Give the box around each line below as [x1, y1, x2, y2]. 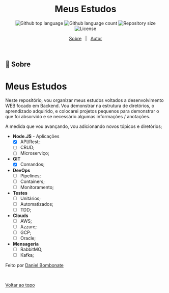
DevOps [12, 167, 31, 173]
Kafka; [20, 252, 34, 258]
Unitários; [20, 195, 41, 201]
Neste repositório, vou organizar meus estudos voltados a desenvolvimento [5, 97, 164, 103]
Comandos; [20, 162, 45, 168]
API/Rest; [20, 139, 40, 145]
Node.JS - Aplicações [12, 134, 60, 140]
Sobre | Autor [69, 35, 102, 41]
